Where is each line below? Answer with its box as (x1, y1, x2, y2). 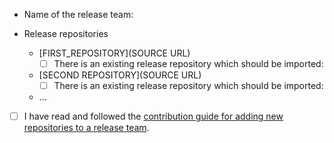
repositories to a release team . (23, 122, 150, 134)
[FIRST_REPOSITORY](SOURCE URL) (38, 47, 191, 59)
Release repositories (23, 28, 109, 39)
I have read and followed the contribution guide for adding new (23, 110, 284, 123)
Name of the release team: (23, 9, 134, 20)
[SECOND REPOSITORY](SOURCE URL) (38, 69, 202, 81)
